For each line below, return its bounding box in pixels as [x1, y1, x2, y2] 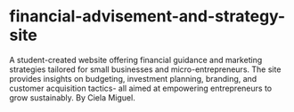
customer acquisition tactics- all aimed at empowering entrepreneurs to [9, 83, 273, 93]
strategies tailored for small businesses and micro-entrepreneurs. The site [9, 64, 282, 75]
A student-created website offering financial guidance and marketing [9, 54, 263, 65]
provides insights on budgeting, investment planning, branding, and [9, 73, 257, 84]
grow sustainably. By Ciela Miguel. [9, 92, 135, 103]
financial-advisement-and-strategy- [9, 6, 286, 27]
